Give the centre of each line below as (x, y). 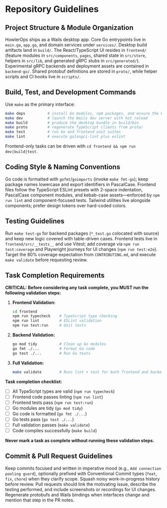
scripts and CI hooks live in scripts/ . (43, 77)
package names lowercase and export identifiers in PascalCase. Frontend (81, 184)
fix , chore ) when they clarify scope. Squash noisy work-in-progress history (83, 479)
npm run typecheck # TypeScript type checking (65, 316)
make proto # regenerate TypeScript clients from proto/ (74, 127)
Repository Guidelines (52, 9)
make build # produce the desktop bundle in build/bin (72, 123)
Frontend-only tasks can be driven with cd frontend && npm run (70, 146)
